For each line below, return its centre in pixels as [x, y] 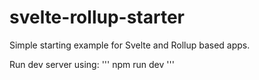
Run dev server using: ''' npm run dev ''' [92, 64]
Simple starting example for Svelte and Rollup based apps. [130, 45]
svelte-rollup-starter [97, 17]
